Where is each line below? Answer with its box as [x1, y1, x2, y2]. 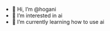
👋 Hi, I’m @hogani [11, 6, 57, 13]
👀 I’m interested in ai [11, 12, 63, 19]
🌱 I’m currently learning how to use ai [11, 18, 105, 25]
